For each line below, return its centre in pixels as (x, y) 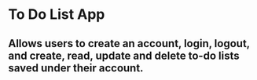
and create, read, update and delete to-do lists (124, 55)
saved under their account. (76, 68)
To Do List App (57, 15)
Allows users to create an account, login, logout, (129, 44)
